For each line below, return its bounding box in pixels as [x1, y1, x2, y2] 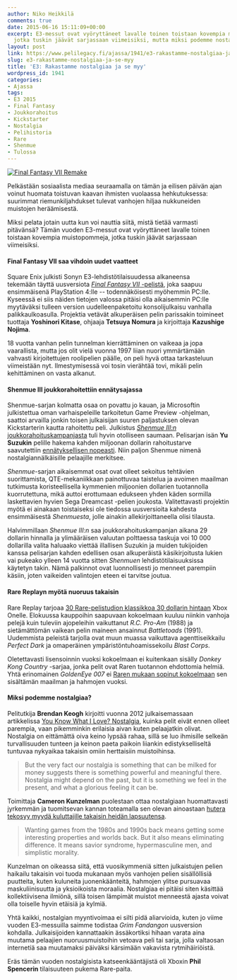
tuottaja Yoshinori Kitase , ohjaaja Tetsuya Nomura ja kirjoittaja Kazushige [7, 318, 224, 326]
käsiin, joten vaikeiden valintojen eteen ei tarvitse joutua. [7, 571, 171, 580]
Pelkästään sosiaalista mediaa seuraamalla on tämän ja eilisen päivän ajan [7, 182, 222, 190]
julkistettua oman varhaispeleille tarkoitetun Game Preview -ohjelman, [7, 409, 210, 417]
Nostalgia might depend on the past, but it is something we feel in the [24, 775, 227, 784]
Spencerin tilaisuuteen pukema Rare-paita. [7, 964, 133, 973]
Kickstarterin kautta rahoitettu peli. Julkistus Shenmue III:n [7, 423, 177, 432]
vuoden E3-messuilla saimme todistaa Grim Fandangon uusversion [7, 921, 202, 929]
